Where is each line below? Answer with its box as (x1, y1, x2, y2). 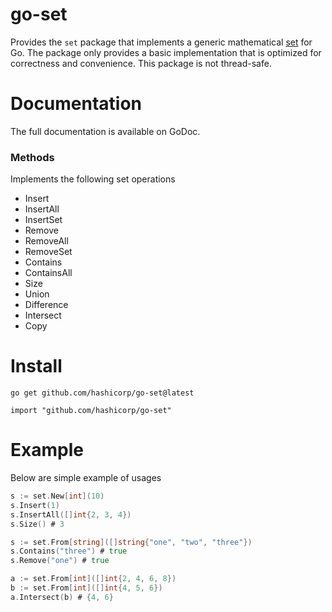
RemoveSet (24, 246, 73, 258)
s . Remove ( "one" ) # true (10, 556, 110, 566)
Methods (10, 150, 55, 164)
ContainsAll (24, 267, 73, 279)
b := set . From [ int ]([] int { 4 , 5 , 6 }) (10, 583, 163, 593)
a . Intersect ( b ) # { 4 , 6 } (10, 592, 114, 602)
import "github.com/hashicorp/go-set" (10, 406, 172, 416)
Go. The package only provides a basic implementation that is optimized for (10, 46, 322, 58)
